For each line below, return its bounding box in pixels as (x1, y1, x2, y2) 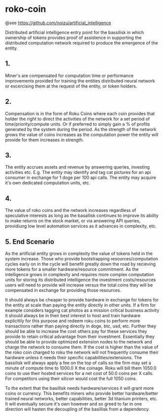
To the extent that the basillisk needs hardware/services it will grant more (5, 385, 154, 391)
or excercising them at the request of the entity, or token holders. (5, 83, 137, 89)
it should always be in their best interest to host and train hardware (5, 313, 141, 318)
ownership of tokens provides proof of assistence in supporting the (5, 35, 142, 41)
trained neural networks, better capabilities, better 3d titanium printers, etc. (5, 396, 158, 401)
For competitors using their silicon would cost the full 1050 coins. (5, 375, 137, 381)
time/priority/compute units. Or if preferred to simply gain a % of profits (5, 121, 150, 127)
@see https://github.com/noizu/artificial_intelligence (5, 20, 111, 26)
